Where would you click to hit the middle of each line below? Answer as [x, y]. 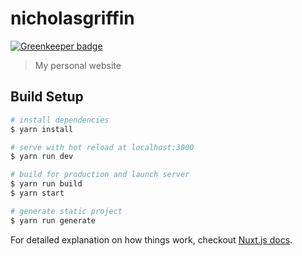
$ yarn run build [46, 184]
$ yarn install [42, 129]
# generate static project [66, 211]
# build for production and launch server [100, 175]
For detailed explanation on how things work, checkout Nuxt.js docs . [151, 239]
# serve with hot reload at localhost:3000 [102, 147]
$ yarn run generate [53, 220]
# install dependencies [60, 120]
